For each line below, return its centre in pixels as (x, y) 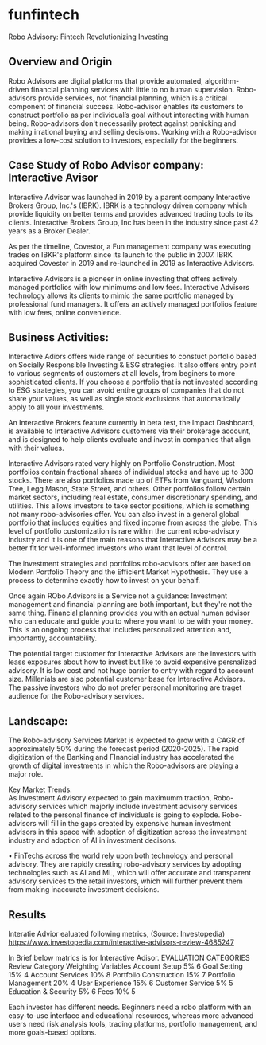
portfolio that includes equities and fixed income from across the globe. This (133, 522)
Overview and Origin (60, 62)
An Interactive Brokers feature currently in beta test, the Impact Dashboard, (131, 423)
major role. (26, 774)
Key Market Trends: (40, 789)
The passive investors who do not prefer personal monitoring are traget (125, 687)
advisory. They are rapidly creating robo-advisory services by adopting (125, 864)
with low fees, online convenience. (65, 312)
